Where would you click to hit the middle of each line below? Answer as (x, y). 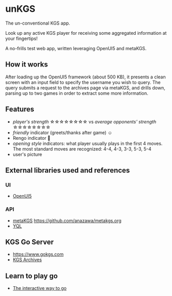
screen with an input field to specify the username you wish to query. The (83, 82)
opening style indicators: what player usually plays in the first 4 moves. (88, 143)
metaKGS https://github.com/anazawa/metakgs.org (67, 220)
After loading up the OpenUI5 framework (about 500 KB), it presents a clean (85, 77)
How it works (27, 65)
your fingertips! (21, 38)
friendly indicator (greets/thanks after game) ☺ (62, 132)
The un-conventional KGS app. (38, 23)
